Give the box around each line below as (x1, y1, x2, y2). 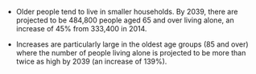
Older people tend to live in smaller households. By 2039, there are (15, 7, 238, 16)
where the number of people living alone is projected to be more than (15, 48, 246, 57)
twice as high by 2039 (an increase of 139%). (15, 56, 167, 66)
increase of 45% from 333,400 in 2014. (15, 24, 147, 33)
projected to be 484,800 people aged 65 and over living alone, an (15, 15, 235, 25)
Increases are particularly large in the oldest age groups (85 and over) (15, 39, 249, 49)
